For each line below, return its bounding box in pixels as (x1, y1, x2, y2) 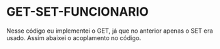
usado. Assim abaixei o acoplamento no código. (6, 33, 141, 42)
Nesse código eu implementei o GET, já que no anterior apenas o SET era (6, 27, 213, 35)
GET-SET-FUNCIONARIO (6, 4, 149, 20)
